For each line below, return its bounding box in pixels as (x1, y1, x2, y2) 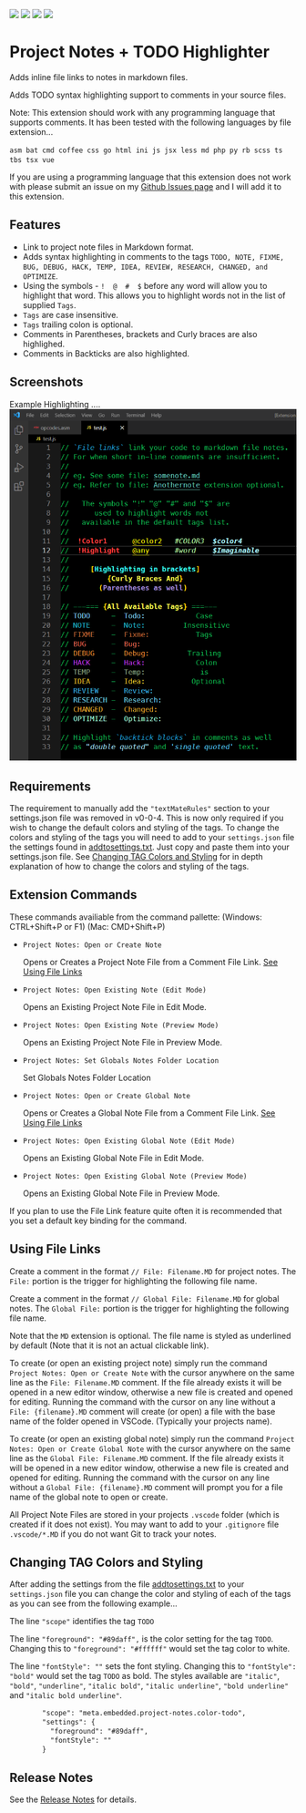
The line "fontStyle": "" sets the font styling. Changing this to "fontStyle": (9, 1661, 297, 1672)
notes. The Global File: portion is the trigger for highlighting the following (9, 1303, 290, 1313)
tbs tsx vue (9, 155, 55, 164)
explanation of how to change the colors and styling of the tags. (9, 861, 250, 872)
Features (9, 217, 61, 232)
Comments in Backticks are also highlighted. (22, 347, 189, 359)
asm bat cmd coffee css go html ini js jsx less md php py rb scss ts (9, 146, 283, 155)
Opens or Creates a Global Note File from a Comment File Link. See (22, 1107, 276, 1118)
